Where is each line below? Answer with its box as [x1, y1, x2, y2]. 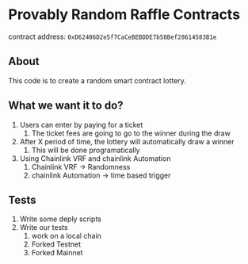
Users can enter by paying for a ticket [19, 120, 143, 129]
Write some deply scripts [19, 214, 101, 224]
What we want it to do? [8, 99, 124, 113]
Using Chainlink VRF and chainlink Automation [19, 153, 172, 163]
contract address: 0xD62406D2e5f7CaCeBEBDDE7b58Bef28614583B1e [8, 32, 217, 41]
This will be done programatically [31, 145, 140, 155]
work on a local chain [31, 231, 101, 241]
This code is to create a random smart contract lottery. [8, 75, 186, 85]
